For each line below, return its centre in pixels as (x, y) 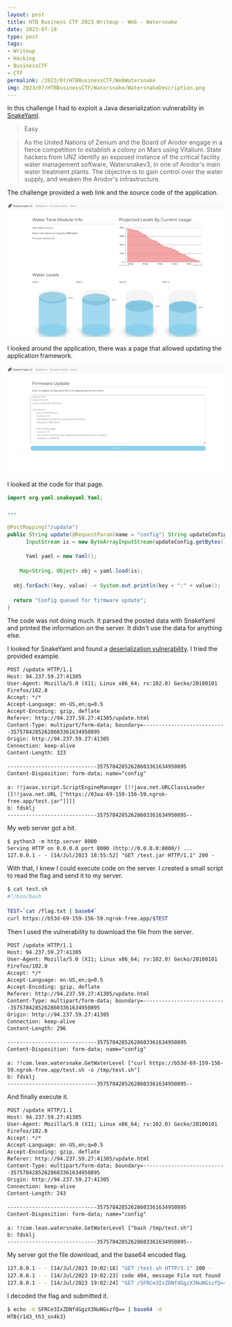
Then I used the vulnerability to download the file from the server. (100, 932)
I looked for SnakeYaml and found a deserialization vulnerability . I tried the (112, 649)
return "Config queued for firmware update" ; (80, 600)
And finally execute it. (38, 1096)
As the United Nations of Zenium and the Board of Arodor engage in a (123, 143)
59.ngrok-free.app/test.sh (46, 1070)
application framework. (40, 356)
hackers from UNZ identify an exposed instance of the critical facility (122, 157)
